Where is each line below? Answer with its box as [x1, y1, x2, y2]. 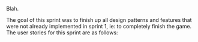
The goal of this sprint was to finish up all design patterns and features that [6, 17, 192, 23]
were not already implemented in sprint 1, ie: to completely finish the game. [6, 23, 192, 30]
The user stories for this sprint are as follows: [6, 29, 118, 36]
